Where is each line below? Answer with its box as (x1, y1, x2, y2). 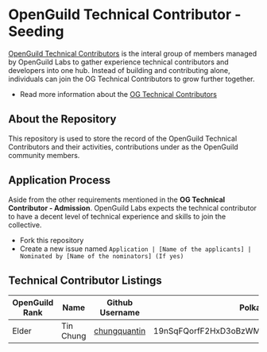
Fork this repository (19, 235, 84, 245)
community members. (8, 150, 80, 160)
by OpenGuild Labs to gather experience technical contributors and (8, 57, 229, 67)
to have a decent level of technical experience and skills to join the (8, 211, 226, 221)
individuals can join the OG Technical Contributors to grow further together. (8, 74, 256, 83)
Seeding (8, 22, 65, 41)
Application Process (8, 173, 111, 188)
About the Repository (8, 113, 117, 126)
